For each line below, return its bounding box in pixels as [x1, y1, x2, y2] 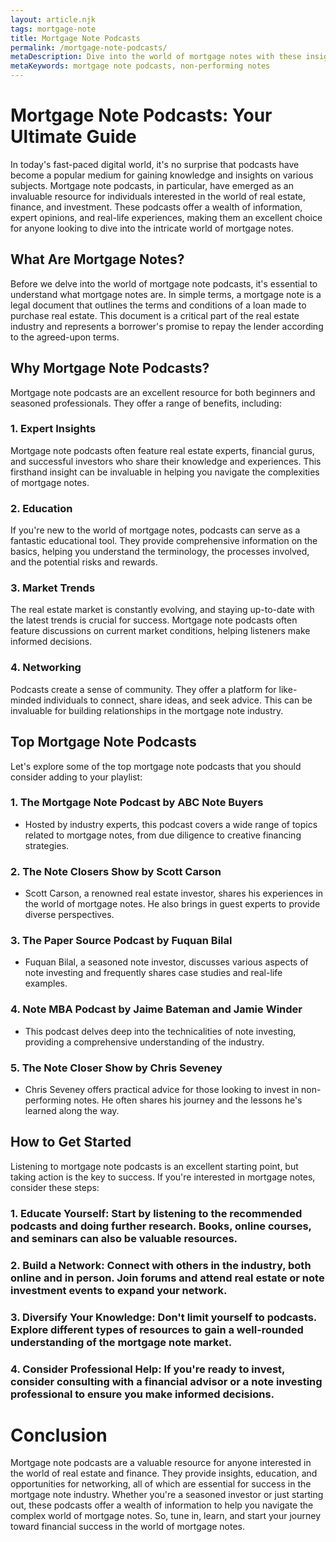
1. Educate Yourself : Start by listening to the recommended [10, 1206, 303, 1220]
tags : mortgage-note [10, 24, 97, 34]
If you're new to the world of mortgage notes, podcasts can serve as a [10, 524, 301, 536]
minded [10, 694, 42, 706]
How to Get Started [10, 1134, 132, 1151]
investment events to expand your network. [10, 1283, 228, 1297]
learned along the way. [24, 1105, 120, 1117]
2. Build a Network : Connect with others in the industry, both [10, 1258, 312, 1272]
